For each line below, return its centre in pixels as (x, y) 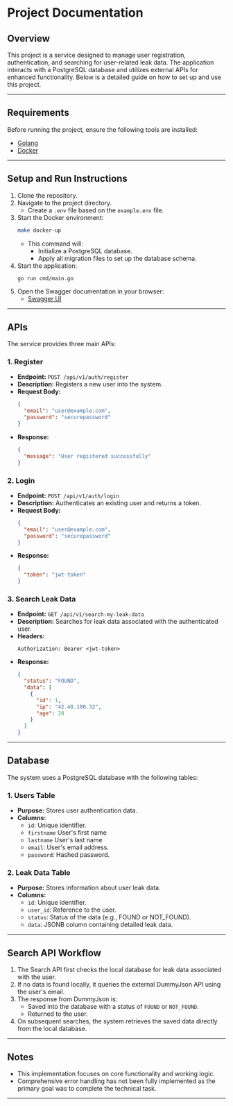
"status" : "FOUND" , (52, 681)
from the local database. (52, 1029)
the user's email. (41, 992)
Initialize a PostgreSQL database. (85, 250)
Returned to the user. (58, 1014)
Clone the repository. (47, 195)
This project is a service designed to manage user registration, (96, 55)
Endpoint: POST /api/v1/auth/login (68, 495)
